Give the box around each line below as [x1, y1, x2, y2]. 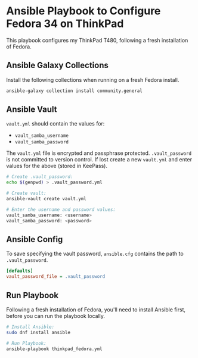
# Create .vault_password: [6, 174, 73, 180]
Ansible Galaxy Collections [6, 60, 109, 71]
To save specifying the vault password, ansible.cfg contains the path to [6, 250, 184, 258]
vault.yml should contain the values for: [6, 120, 105, 127]
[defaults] [6, 268, 33, 274]
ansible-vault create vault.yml [6, 196, 86, 202]
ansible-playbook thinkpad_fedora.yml [6, 345, 103, 352]
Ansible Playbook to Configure [6, 4, 161, 18]
